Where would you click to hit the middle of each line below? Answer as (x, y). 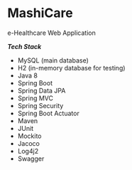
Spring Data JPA (42, 90)
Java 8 (27, 75)
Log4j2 (28, 151)
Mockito (29, 136)
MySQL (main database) (53, 60)
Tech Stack (24, 46)
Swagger (31, 159)
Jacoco (29, 143)
